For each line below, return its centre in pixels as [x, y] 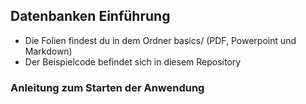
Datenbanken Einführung [90, 16]
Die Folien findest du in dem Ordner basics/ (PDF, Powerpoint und [160, 40]
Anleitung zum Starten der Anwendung [107, 87]
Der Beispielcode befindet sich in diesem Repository [133, 61]
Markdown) [48, 51]
